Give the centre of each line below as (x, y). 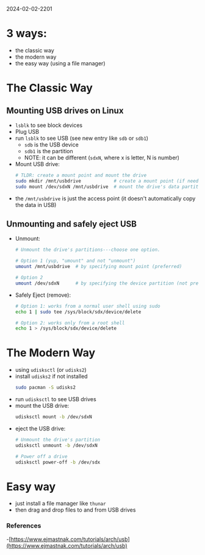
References (24, 526)
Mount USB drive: (37, 164)
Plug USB (27, 131)
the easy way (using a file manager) (60, 63)
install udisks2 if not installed (51, 376)
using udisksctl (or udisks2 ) (51, 370)
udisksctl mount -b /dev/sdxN (54, 417)
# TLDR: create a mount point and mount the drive (81, 175)
